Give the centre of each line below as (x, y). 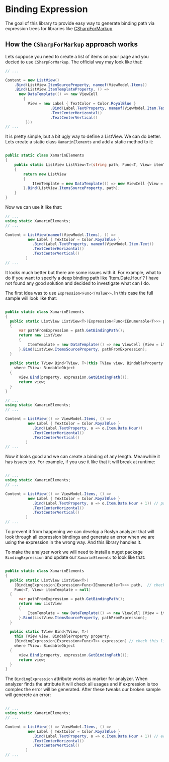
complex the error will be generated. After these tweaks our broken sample (83, 690)
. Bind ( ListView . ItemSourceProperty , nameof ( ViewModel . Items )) (81, 85)
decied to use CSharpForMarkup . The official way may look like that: (74, 62)
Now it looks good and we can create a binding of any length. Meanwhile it (82, 457)
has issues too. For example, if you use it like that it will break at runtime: (80, 462)
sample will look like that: (31, 298)
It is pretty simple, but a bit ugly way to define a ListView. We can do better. (83, 136)
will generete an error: (28, 695)
